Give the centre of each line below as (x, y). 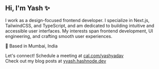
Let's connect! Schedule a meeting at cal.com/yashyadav (64, 55)
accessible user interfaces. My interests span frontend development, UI (79, 31)
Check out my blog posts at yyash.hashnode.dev (56, 61)
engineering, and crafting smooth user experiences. (59, 36)
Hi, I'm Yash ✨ (28, 8)
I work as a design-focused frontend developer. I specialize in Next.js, (77, 20)
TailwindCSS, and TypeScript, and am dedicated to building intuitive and (80, 25)
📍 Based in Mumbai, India (31, 46)
